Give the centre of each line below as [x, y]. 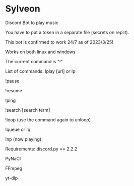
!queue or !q [18, 129]
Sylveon [23, 9]
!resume [14, 90]
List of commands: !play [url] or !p [40, 71]
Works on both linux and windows [40, 52]
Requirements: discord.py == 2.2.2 [41, 149]
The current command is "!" [34, 61]
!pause [12, 81]
